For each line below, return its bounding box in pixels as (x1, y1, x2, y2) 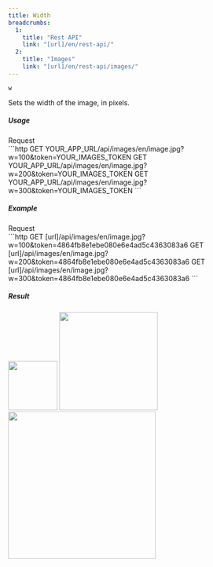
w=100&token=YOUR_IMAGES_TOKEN (8, 152, 132, 162)
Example (8, 203, 38, 213)
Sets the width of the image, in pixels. (8, 97, 130, 107)
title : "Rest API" (22, 33, 83, 42)
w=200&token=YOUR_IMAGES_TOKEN (8, 169, 134, 178)
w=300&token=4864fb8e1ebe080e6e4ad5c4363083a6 (8, 273, 190, 283)
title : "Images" (22, 56, 76, 64)
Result (8, 291, 30, 301)
